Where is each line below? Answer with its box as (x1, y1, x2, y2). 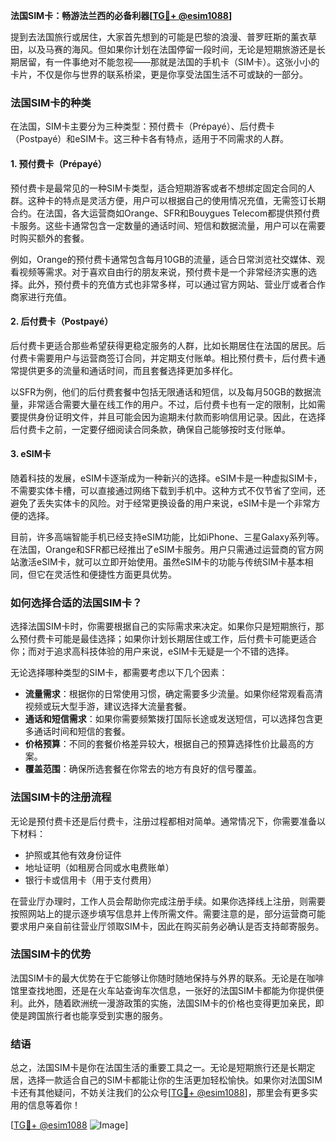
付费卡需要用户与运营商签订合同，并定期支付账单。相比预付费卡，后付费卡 (10, 352, 317, 364)
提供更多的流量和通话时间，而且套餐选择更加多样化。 (18, 364, 238, 376)
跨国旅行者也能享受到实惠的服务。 (27, 1009, 168, 1021)
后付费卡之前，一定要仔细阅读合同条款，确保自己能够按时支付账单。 (10, 423, 291, 435)
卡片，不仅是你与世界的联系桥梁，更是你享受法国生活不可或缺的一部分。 (10, 69, 308, 80)
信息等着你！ (27, 1099, 81, 1111)
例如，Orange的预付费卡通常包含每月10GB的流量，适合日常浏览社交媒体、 (10, 253, 317, 265)
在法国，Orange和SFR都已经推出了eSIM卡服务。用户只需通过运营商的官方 (10, 543, 315, 555)
